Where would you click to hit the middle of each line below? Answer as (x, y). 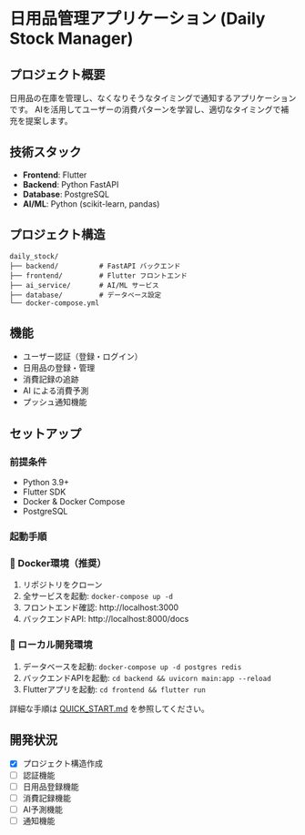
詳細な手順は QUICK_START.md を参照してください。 (109, 708)
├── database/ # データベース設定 (86, 295)
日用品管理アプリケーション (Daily (137, 19)
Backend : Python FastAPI (71, 184)
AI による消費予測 (56, 391)
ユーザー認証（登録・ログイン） (82, 357)
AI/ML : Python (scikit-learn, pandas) (91, 204)
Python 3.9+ (46, 483)
